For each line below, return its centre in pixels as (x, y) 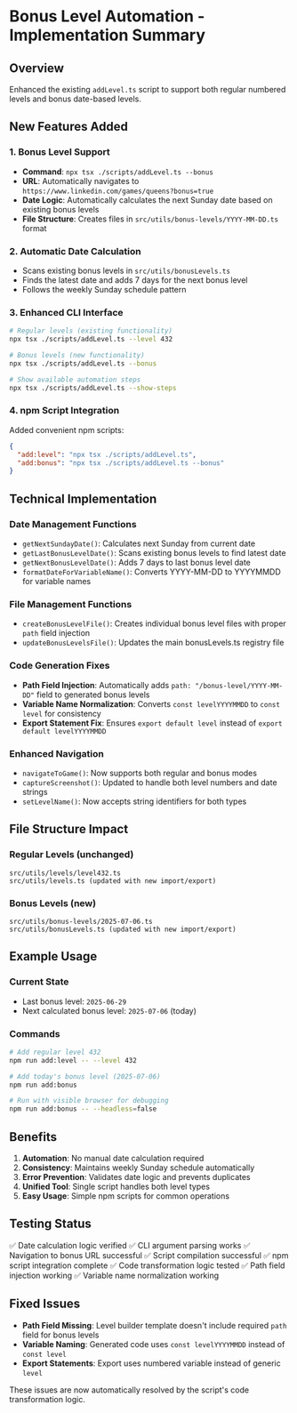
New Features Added (69, 127)
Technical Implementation (83, 498)
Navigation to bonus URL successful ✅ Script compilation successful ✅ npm (149, 1255)
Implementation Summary (108, 35)
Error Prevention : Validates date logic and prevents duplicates (136, 1176)
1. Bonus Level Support (60, 152)
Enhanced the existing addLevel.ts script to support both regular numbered (148, 89)
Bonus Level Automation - (107, 16)
